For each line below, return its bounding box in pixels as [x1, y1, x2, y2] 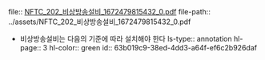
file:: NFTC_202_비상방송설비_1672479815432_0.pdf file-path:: [8, 7, 211, 16]
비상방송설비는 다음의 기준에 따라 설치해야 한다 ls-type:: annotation [19, 34, 232, 43]
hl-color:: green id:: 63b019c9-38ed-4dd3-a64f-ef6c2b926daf [49, 43, 258, 52]
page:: [19, 43, 42, 52]
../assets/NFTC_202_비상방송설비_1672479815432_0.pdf [8, 17, 191, 26]
